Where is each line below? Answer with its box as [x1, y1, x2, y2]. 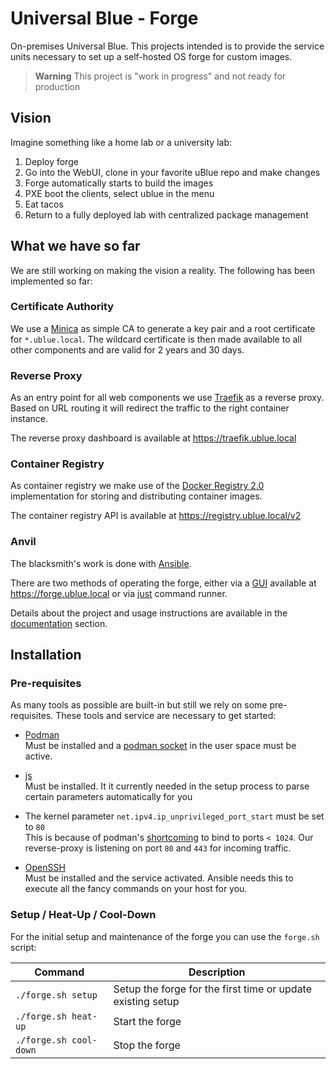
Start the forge [113, 1014, 182, 1028]
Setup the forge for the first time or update [113, 982, 313, 996]
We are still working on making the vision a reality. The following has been [10, 264, 316, 276]
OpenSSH [24, 862, 66, 874]
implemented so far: [10, 275, 93, 287]
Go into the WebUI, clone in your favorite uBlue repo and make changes [24, 166, 321, 178]
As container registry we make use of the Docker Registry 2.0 [10, 480, 265, 492]
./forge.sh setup [15, 989, 98, 1001]
